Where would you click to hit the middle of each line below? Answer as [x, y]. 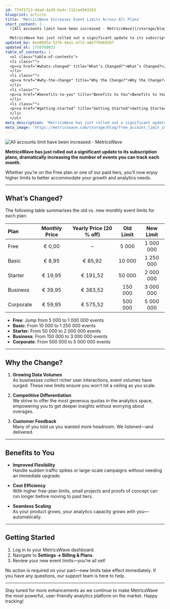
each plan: [16, 216]
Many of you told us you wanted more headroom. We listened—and [83, 427]
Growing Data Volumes [37, 375]
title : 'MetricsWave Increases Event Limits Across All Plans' [73, 19]
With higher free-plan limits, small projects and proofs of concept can [85, 491]
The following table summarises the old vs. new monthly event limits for [80, 210]
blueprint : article [26, 15]
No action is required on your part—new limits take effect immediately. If [81, 570]
